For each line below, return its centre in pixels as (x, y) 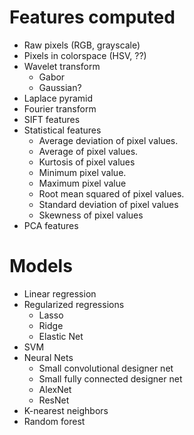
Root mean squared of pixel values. (111, 193)
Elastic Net (61, 336)
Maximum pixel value (82, 183)
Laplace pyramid (58, 98)
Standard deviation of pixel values (108, 204)
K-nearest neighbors (66, 410)
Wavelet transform (62, 66)
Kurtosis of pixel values (87, 162)
